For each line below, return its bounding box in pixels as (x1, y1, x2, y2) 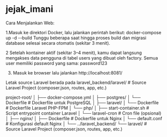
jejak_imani (5, 3, 54, 15)
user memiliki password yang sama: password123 (5, 60, 107, 66)
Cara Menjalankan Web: (5, 20, 55, 26)
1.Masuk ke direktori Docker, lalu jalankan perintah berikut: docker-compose (5, 29, 162, 35)
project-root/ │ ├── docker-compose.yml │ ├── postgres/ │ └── (5, 94, 141, 100)
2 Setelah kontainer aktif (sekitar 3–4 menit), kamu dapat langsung (5, 50, 142, 56)
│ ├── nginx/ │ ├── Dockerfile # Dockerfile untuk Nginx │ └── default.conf (5, 115, 163, 121)
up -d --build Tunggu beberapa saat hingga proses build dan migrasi (5, 35, 147, 41)
